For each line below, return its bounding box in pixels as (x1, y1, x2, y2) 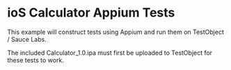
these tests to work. (7, 55, 64, 64)
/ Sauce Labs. (7, 35, 47, 43)
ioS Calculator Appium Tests (7, 5, 175, 21)
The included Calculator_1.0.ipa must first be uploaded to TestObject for (7, 49, 213, 57)
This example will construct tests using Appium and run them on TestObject (7, 28, 224, 36)
